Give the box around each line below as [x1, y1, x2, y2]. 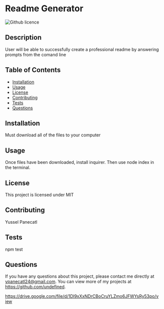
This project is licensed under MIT [5, 192, 74, 198]
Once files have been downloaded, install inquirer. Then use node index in [5, 159, 154, 165]
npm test [5, 246, 23, 252]
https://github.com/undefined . [5, 284, 66, 290]
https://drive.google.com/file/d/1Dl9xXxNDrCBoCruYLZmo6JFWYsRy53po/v [5, 293, 159, 299]
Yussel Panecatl [5, 219, 38, 225]
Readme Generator [5, 3, 84, 14]
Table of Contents [5, 66, 61, 74]
